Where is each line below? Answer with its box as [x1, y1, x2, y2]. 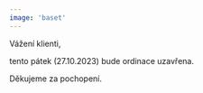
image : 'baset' [9, 13, 67, 23]
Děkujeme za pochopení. [9, 73, 102, 84]
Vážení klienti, [9, 38, 61, 49]
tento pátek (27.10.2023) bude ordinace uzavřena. [9, 55, 194, 66]
